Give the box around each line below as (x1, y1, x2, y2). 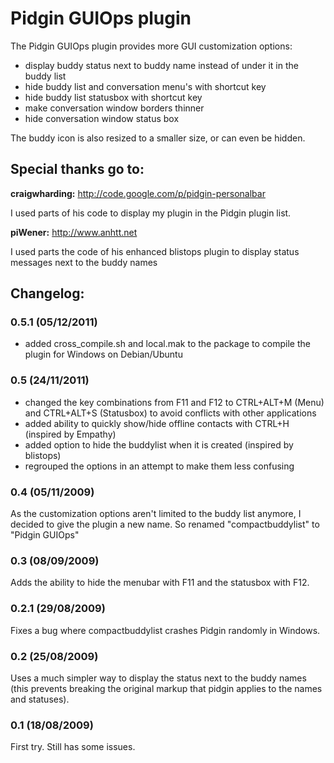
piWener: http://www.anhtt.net (10, 226, 138, 238)
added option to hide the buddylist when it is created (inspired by (24, 438, 294, 451)
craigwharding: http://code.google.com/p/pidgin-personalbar (10, 187, 266, 199)
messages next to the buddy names (10, 256, 158, 268)
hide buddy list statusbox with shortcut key (24, 91, 203, 103)
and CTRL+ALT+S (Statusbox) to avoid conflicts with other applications (24, 407, 317, 419)
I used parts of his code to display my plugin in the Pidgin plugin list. (10, 207, 292, 219)
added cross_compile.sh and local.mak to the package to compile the (24, 338, 311, 350)
